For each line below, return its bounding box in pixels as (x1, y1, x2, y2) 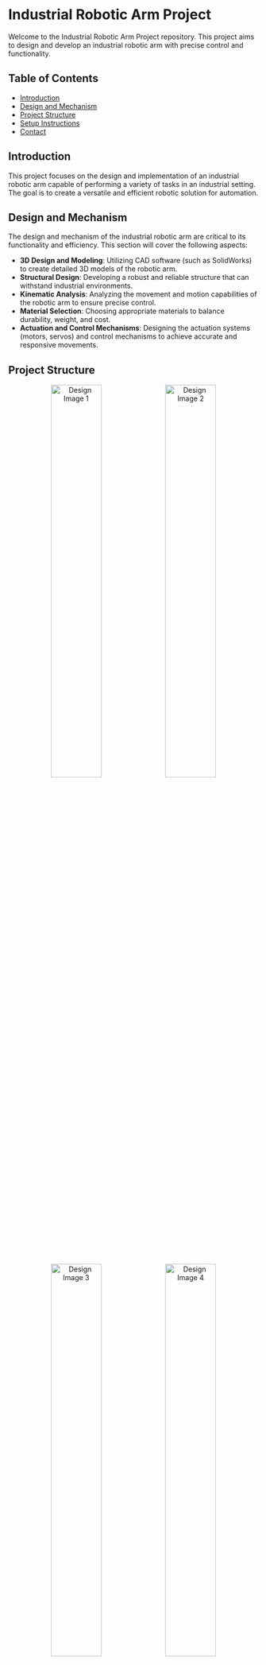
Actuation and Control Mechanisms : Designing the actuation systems (19, 324, 251, 333)
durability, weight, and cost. (19, 315, 111, 324)
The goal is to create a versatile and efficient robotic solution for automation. (8, 188, 259, 197)
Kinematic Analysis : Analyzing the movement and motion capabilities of (19, 289, 257, 299)
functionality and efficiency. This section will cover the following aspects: (8, 240, 248, 250)
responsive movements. (19, 340, 98, 350)
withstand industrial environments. (19, 281, 133, 291)
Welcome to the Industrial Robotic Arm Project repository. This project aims (8, 32, 255, 41)
